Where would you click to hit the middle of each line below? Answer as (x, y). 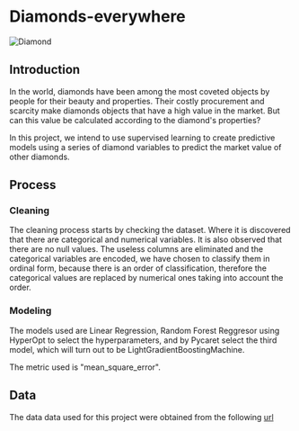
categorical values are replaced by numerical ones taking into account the (146, 278)
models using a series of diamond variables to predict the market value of (145, 147)
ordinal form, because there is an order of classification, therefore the (138, 268)
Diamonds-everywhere (97, 17)
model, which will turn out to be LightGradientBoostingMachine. (127, 349)
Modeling (31, 310)
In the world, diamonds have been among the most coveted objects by (140, 91)
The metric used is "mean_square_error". (85, 367)
